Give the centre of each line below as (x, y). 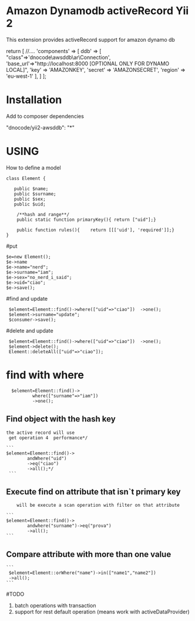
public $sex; (30, 199)
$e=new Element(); (28, 257)
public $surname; (35, 194)
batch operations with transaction (55, 606)
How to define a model (33, 167)
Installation (34, 100)
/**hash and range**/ (43, 214)
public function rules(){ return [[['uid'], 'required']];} (96, 230)
